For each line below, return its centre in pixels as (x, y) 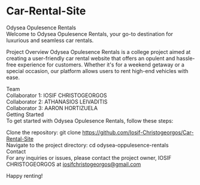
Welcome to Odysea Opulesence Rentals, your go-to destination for (90, 34)
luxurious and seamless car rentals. (50, 40)
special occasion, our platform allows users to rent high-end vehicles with (97, 71)
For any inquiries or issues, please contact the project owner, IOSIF (89, 157)
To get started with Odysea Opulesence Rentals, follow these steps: (90, 120)
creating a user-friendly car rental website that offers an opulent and (91, 58)
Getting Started (25, 114)
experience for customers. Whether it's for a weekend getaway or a (101, 65)
